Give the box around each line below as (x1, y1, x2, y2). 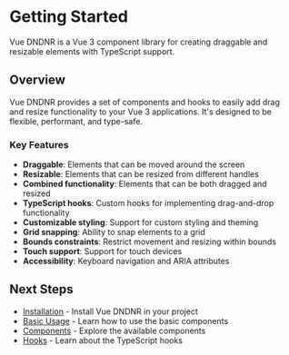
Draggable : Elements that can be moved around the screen (22, 159, 245, 170)
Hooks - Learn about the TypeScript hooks (22, 334, 184, 346)
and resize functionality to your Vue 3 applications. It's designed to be (9, 106, 273, 117)
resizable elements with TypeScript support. (9, 45, 175, 56)
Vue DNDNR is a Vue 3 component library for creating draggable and (9, 36, 268, 47)
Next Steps (9, 281, 74, 297)
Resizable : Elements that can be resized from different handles (22, 169, 259, 180)
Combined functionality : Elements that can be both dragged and (22, 179, 267, 190)
